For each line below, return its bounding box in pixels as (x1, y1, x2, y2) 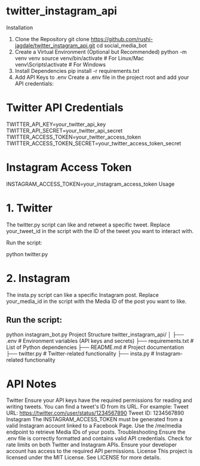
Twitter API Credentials (6, 101, 124, 115)
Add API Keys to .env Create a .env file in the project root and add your (14, 73, 189, 81)
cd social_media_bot (96, 42, 147, 49)
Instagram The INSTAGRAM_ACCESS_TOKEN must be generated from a (6, 416, 183, 423)
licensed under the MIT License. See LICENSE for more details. (6, 454, 161, 461)
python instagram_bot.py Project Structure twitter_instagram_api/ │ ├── (6, 330, 184, 338)
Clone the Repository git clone (14, 35, 90, 42)
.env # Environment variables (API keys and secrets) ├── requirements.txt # (6, 337, 194, 344)
